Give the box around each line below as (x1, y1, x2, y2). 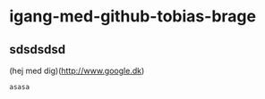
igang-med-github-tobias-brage (9, 6, 257, 27)
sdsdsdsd (9, 42, 65, 57)
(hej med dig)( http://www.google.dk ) (9, 65, 145, 76)
